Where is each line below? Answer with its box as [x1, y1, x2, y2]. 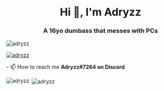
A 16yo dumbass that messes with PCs [42, 27, 159, 35]
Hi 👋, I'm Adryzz [59, 5, 142, 19]
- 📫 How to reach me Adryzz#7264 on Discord [6, 64, 125, 71]
